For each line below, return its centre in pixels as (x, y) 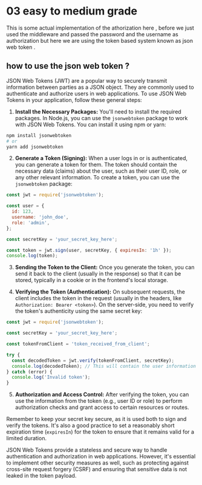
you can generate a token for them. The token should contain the (96, 165)
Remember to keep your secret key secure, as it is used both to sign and (96, 419)
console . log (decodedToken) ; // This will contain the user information (104, 366)
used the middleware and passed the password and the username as (92, 34)
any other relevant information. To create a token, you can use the (97, 178)
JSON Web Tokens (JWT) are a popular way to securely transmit (87, 80)
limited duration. (27, 438)
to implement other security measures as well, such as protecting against (97, 463)
